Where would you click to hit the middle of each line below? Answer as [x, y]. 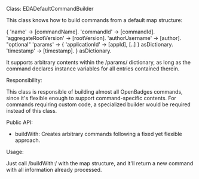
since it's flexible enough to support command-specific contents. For [91, 98]
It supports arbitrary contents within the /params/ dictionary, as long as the [99, 62]
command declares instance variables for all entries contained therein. [93, 69]
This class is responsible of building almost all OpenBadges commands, [95, 92]
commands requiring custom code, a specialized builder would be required [99, 104]
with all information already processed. [54, 170]
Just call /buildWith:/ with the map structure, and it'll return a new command [100, 163]
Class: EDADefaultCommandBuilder [50, 9]
